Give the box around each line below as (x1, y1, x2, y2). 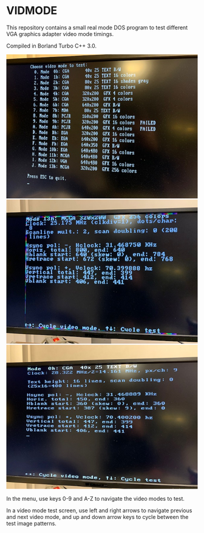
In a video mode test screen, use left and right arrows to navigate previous (6, 507, 192, 514)
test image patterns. (6, 520, 56, 527)
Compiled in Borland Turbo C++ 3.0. (6, 42, 97, 49)
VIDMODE (6, 4, 58, 18)
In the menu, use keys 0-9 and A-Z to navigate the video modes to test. (6, 495, 185, 502)
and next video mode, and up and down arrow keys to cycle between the (6, 513, 189, 520)
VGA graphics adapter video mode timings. (6, 30, 114, 37)
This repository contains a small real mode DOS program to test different (6, 24, 188, 31)
